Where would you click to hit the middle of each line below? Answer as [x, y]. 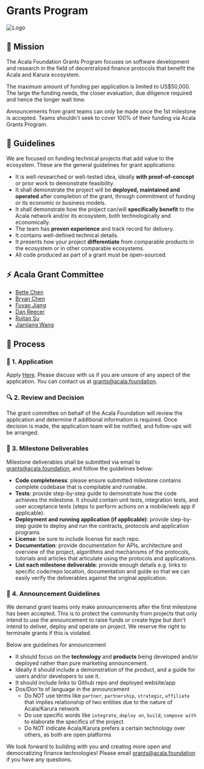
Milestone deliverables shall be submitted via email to [73, 462]
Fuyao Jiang [30, 305]
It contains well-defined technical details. [67, 235]
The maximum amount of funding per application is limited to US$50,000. [98, 86]
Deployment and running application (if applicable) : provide [92, 519]
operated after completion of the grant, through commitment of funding [105, 196]
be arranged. [23, 433]
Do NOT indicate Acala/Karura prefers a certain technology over [105, 728]
